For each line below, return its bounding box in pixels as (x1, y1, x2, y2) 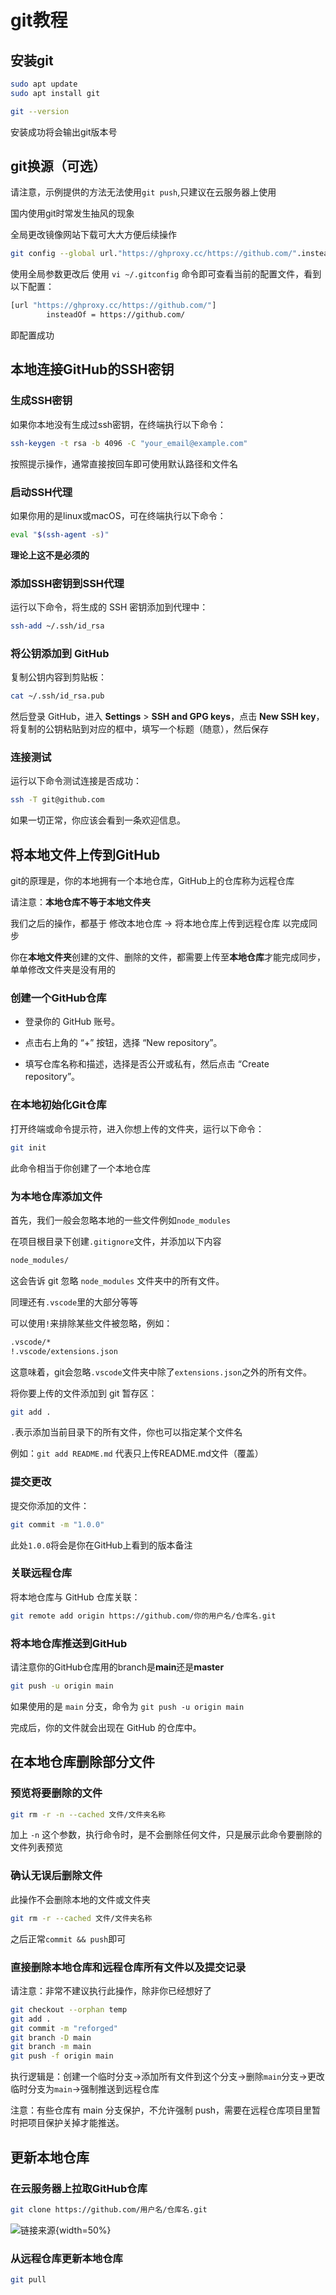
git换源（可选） (10, 158, 107, 175)
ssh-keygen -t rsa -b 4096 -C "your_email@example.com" (10, 438, 248, 448)
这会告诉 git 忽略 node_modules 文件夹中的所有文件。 (10, 1274, 225, 1286)
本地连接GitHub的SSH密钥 (10, 361, 175, 378)
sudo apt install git (10, 88, 101, 98)
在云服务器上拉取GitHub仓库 (10, 2181, 148, 2195)
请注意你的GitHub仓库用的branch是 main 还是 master (10, 1661, 225, 1673)
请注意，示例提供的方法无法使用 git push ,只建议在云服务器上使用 (10, 186, 277, 198)
